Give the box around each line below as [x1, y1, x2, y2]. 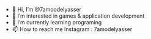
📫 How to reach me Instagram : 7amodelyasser [12, 26, 133, 33]
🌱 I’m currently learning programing [12, 19, 102, 26]
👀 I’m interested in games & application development [12, 12, 145, 19]
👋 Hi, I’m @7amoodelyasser [12, 6, 81, 13]
